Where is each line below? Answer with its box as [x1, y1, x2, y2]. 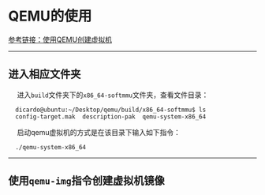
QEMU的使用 [8, 7, 92, 25]
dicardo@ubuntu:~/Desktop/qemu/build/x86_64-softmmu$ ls [15, 106, 207, 114]
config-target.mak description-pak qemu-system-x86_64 [15, 112, 207, 121]
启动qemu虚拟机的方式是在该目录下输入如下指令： [17, 127, 181, 137]
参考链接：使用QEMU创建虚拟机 [8, 35, 113, 44]
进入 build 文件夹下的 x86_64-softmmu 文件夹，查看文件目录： [17, 90, 209, 99]
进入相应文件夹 [8, 68, 81, 81]
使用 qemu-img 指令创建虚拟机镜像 [8, 174, 165, 188]
